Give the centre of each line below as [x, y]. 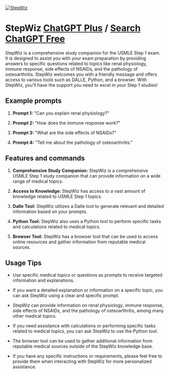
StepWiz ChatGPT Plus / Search [73, 28]
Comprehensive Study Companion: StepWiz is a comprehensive [80, 170]
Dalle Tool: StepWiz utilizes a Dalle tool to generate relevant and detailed [88, 206]
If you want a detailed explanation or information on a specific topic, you [88, 290]
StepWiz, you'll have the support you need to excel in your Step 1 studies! [81, 85]
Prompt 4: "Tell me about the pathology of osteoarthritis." [72, 142]
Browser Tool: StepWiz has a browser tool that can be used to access [85, 236]
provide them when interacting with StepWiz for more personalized [82, 361]
